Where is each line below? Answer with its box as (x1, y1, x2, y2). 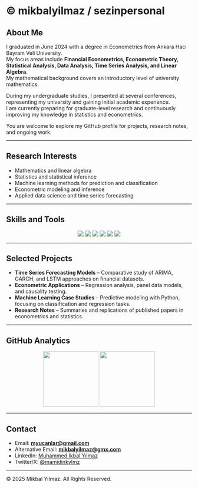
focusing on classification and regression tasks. (14, 301, 131, 308)
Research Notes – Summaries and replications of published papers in (14, 306, 184, 314)
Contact (6, 424, 37, 434)
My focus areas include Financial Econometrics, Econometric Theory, (6, 56, 179, 62)
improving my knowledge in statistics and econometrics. (6, 111, 143, 118)
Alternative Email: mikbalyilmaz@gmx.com (14, 446, 121, 453)
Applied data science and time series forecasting (14, 192, 134, 199)
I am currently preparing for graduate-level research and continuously (6, 105, 176, 111)
